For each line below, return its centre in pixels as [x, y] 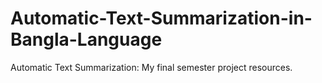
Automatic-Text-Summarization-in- [161, 18]
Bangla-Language [86, 39]
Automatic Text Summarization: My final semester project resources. [151, 67]
